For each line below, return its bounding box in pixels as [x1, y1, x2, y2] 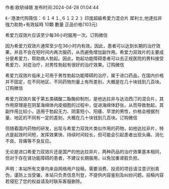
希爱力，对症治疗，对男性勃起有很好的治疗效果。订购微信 [5, 62, 124, 68]
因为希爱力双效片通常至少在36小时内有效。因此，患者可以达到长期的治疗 [5, 43, 156, 49]
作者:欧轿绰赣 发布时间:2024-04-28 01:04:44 [5, 5, 99, 10]
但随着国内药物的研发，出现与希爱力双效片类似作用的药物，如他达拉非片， [5, 125, 159, 131]
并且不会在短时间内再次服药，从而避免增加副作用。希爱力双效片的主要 [14, 49, 159, 55]
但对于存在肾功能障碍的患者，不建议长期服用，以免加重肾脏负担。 [5, 155, 142, 161]
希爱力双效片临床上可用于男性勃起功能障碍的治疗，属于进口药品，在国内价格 [5, 73, 164, 78]
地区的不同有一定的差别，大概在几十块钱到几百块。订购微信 [14, 115, 137, 120]
